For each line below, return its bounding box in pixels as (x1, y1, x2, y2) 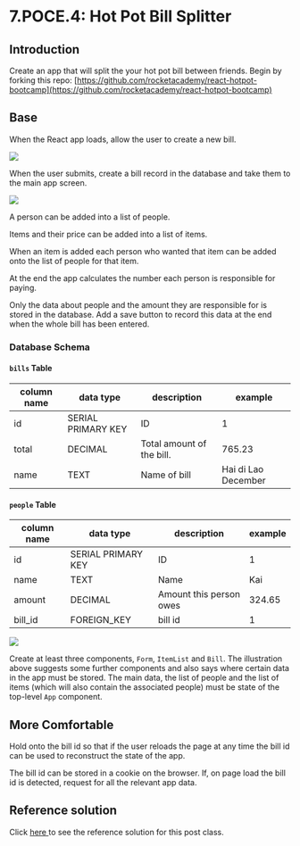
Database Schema (9, 341, 91, 353)
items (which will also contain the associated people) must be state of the (9, 682, 279, 693)
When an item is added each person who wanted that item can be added (9, 245, 277, 256)
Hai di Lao (221, 462, 264, 475)
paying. (9, 282, 37, 293)
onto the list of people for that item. (9, 255, 139, 266)
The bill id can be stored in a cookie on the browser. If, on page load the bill (9, 767, 286, 778)
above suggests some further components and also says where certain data (9, 663, 290, 674)
